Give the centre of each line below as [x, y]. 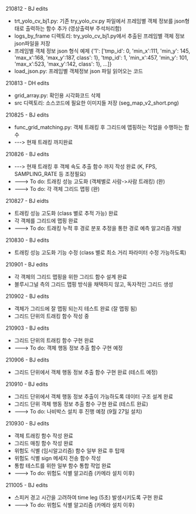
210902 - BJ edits [27, 296]
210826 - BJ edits [27, 154]
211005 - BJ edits [27, 485]
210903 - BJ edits [27, 328]
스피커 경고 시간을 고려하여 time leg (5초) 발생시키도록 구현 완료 [88, 497]
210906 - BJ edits [27, 360]
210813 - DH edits [27, 83]
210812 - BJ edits [27, 9]
